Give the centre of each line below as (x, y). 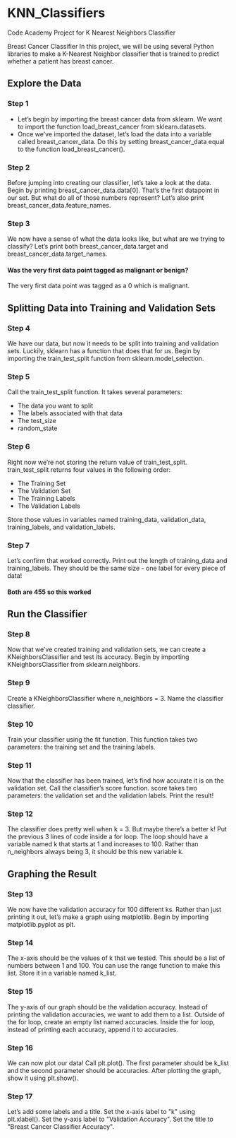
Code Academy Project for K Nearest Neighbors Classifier (92, 32)
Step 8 (19, 634)
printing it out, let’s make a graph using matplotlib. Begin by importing (108, 917)
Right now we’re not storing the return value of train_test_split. (97, 462)
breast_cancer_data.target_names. (57, 254)
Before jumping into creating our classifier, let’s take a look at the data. (110, 182)
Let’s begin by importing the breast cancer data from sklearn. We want (120, 119)
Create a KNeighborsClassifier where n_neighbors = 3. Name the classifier (116, 698)
